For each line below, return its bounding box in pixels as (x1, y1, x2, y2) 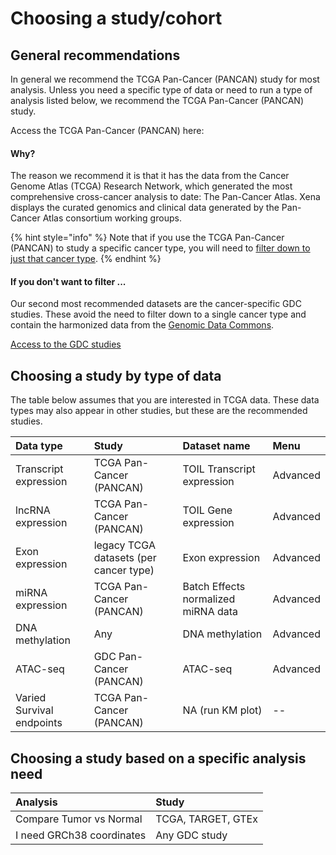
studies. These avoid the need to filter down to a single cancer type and (10, 308, 307, 321)
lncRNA (15, 503, 51, 517)
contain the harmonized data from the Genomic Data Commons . (10, 319, 275, 331)
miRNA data (182, 605, 239, 619)
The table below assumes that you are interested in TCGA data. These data (10, 394, 320, 406)
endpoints (15, 716, 63, 730)
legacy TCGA (93, 538, 156, 552)
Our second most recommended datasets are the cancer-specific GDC (10, 298, 302, 310)
